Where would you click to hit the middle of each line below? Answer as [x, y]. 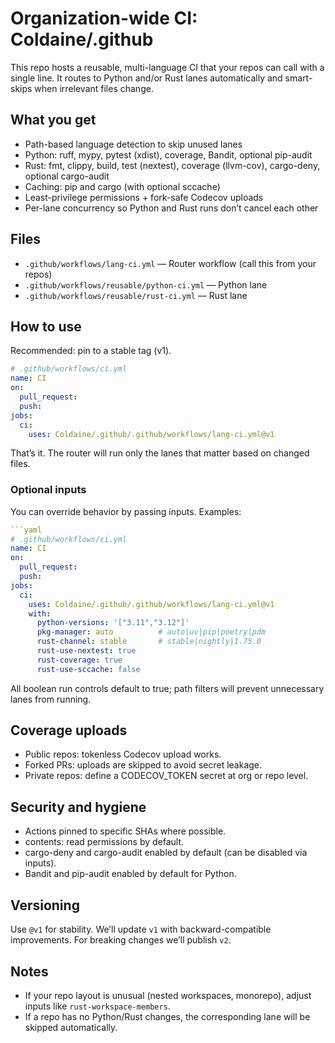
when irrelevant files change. [94, 88]
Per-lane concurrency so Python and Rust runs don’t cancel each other [171, 208]
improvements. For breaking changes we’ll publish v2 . [121, 940]
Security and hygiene [78, 807]
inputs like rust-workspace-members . [97, 1006]
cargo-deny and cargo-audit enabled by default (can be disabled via [166, 853]
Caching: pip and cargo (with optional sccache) [122, 186]
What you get [53, 120]
